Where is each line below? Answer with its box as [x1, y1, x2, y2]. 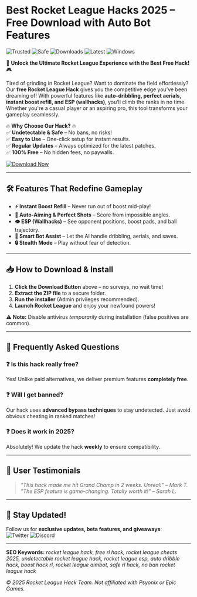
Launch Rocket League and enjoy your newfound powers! [14, 302, 155, 309]
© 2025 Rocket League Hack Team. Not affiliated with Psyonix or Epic [6, 579, 176, 586]
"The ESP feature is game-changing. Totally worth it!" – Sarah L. [20, 488, 177, 495]
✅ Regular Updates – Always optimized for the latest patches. [6, 142, 156, 149]
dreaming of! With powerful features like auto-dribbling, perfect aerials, [6, 92, 182, 99]
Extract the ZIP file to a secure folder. [14, 289, 107, 296]
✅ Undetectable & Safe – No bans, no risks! [6, 129, 113, 136]
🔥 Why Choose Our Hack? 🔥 [6, 122, 76, 129]
